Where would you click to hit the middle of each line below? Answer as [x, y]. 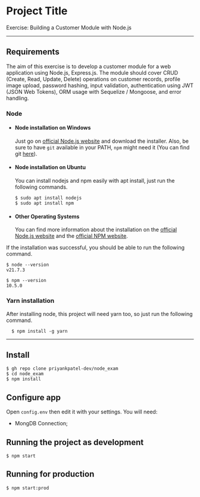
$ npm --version [26, 281]
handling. [18, 98]
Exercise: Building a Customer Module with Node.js [69, 27]
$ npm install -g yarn [40, 331]
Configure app [34, 398]
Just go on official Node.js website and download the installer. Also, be [102, 141]
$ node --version [28, 265]
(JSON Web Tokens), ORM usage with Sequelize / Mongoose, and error [94, 91]
